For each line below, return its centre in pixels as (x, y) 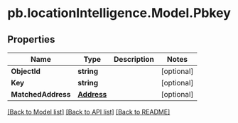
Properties (31, 39)
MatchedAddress (41, 94)
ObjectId (26, 71)
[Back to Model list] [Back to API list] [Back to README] (89, 112)
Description (134, 59)
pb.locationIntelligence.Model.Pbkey (119, 13)
